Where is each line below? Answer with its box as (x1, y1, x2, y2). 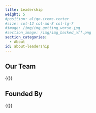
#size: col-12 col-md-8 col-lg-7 (5, 21, 74, 26)
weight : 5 (5, 12, 26, 17)
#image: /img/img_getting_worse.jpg (5, 26, 80, 31)
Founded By (5, 89, 43, 98)
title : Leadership (5, 7, 43, 12)
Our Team (5, 62, 36, 71)
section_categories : (5, 35, 48, 40)
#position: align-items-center (5, 16, 69, 21)
